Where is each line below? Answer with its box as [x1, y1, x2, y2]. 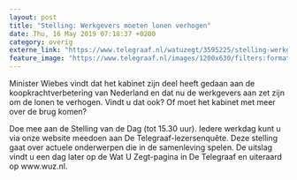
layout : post [9, 12, 57, 22]
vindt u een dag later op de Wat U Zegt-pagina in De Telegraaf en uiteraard [9, 152, 283, 161]
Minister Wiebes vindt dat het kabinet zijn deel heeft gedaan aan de [9, 79, 255, 88]
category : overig [9, 37, 73, 47]
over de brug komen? [9, 107, 88, 116]
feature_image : [9, 54, 65, 63]
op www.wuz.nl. [9, 161, 68, 171]
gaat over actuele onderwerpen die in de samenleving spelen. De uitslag [9, 142, 272, 153]
